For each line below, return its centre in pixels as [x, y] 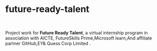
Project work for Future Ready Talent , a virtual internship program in [76, 32]
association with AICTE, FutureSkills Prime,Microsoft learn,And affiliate [79, 38]
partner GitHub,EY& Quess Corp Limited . [48, 43]
